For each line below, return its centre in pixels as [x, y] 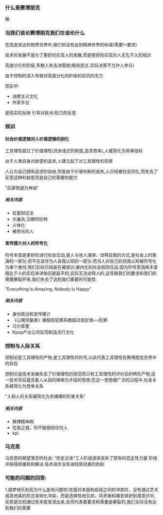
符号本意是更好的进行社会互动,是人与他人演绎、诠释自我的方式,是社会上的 [79, 255]
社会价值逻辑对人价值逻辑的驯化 [37, 139]
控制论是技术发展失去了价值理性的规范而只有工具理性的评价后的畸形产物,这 [80, 374]
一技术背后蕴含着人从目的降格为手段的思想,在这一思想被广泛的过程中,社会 [79, 380]
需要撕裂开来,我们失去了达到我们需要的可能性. [51, 279]
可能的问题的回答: [26, 478]
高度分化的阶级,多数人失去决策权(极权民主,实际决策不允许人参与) [70, 65]
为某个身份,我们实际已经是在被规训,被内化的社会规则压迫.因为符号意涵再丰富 [81, 267]
